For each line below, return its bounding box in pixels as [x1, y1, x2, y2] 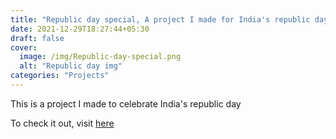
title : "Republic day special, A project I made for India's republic [10, 14, 311, 25]
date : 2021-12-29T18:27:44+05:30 [10, 24, 150, 34]
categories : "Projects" [10, 71, 110, 81]
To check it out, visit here [10, 117, 115, 129]
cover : [10, 42, 38, 53]
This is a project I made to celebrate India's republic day [10, 97, 242, 110]
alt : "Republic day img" [19, 61, 123, 71]
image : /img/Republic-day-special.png [19, 52, 182, 62]
